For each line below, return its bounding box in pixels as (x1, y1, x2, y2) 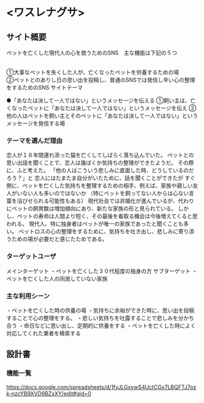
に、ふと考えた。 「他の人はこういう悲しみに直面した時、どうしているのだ (6, 167, 195, 174)
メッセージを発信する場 (6, 120, 65, 127)
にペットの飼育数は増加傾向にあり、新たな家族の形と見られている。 (6, 205, 177, 212)
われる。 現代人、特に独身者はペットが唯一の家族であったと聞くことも (6, 220, 184, 228)
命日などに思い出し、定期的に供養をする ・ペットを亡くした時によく (23, 322, 196, 329)
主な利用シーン (6, 291, 50, 300)
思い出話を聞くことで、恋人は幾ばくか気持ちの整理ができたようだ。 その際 (6, 159, 194, 167)
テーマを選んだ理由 (6, 136, 63, 145)
